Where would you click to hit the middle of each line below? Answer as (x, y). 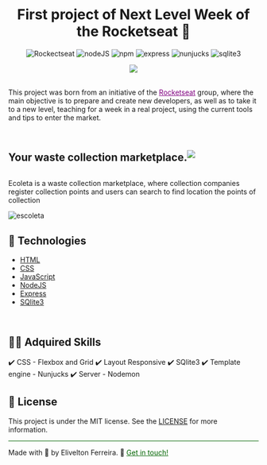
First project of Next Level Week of (133, 15)
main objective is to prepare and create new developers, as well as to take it (132, 100)
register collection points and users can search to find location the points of (132, 192)
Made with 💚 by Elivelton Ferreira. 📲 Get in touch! (88, 452)
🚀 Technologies (47, 240)
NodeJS (33, 285)
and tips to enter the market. (55, 118)
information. (28, 429)
